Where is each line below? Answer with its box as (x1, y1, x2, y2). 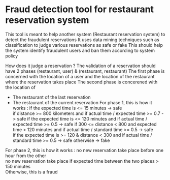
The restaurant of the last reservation (12, 94, 91, 100)
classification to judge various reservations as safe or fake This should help (5, 42, 163, 48)
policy (5, 52, 18, 59)
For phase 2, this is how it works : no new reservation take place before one (5, 147, 164, 153)
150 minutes (5, 163, 30, 169)
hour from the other (5, 153, 47, 159)
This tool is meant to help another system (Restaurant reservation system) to (5, 31, 165, 37)
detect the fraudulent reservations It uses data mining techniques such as (5, 37, 160, 43)
